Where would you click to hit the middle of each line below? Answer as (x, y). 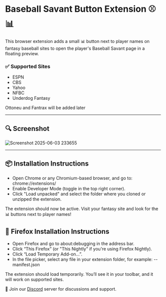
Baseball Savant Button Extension (76, 9)
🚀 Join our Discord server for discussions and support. (61, 289)
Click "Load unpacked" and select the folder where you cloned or (79, 194)
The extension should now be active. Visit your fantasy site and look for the (82, 209)
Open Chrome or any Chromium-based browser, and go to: (72, 178)
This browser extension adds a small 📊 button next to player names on (77, 41)
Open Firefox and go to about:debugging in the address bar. (73, 243)
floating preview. (22, 53)
